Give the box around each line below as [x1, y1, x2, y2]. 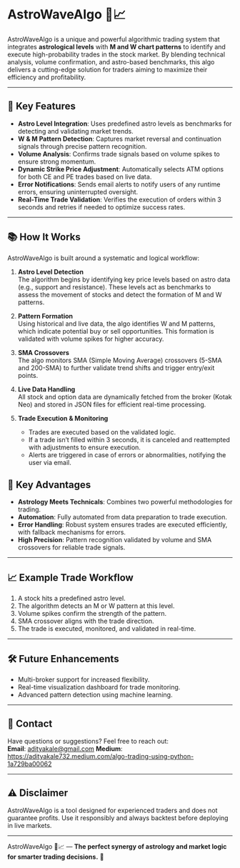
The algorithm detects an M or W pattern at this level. [17, 602, 175, 610]
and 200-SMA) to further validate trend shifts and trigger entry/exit [17, 363, 215, 372]
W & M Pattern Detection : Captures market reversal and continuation [17, 134, 221, 143]
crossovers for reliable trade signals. [17, 543, 126, 552]
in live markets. [7, 821, 52, 829]
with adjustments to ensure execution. [28, 443, 141, 452]
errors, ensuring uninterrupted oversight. [17, 187, 139, 196]
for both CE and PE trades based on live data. [17, 172, 152, 181]
